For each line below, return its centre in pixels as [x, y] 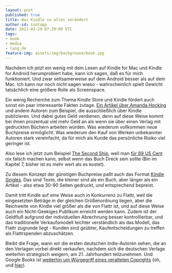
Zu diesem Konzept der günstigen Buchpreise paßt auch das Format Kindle [85, 174]
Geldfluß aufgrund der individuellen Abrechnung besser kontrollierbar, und [84, 217]
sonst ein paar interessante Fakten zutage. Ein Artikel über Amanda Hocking [86, 105]
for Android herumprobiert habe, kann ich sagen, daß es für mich [74, 73]
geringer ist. [18, 143]
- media [14, 44]
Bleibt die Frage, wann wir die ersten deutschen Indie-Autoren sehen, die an [86, 243]
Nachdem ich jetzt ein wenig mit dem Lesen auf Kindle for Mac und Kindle [84, 68]
